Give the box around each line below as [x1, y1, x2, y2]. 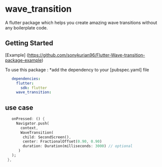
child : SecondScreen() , [23, 135, 71, 140]
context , [20, 125, 38, 130]
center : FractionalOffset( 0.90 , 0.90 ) [23, 139, 102, 144]
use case [5, 103, 33, 112]
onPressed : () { [11, 117, 45, 121]
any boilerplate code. [5, 24, 48, 30]
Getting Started [5, 39, 54, 48]
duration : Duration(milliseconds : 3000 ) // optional [23, 143, 133, 149]
